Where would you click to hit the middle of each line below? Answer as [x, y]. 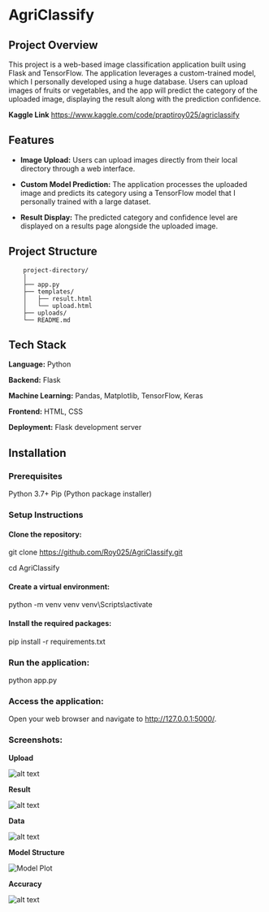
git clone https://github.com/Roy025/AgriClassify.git [95, 552]
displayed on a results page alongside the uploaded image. [119, 226]
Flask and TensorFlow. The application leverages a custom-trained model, [132, 73]
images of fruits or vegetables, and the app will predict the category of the [133, 90]
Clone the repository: [45, 534]
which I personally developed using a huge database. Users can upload [128, 82]
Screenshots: [36, 740]
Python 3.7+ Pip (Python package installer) [80, 494]
